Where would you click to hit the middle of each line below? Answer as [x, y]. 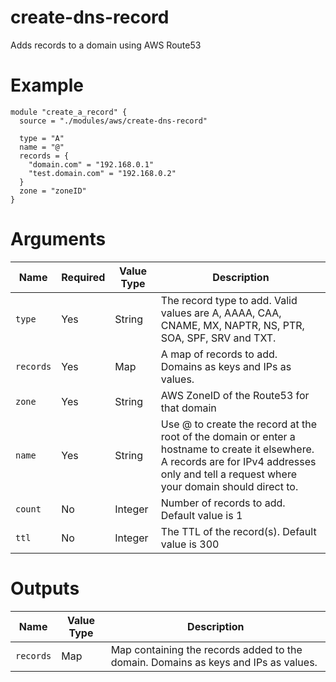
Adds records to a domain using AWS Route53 [106, 45]
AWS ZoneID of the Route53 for [235, 395]
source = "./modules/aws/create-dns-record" [113, 121]
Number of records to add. [223, 503]
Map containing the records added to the [206, 649]
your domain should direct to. [229, 486]
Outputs [45, 588]
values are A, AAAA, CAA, [221, 313]
